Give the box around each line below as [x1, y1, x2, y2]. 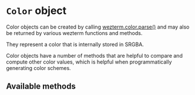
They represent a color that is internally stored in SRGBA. [6, 41, 144, 48]
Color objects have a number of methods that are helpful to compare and [6, 52, 183, 59]
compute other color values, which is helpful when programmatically [6, 58, 172, 65]
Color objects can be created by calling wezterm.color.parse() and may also [6, 23, 190, 30]
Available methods [6, 82, 76, 92]
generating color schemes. [6, 64, 72, 71]
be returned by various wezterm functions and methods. [6, 29, 143, 36]
